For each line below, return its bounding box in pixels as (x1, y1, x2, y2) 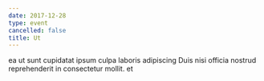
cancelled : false (8, 26, 67, 34)
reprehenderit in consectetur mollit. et (8, 64, 134, 74)
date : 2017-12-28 (8, 11, 67, 20)
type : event (8, 19, 48, 27)
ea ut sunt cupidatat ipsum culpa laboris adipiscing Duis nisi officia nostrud (8, 56, 257, 65)
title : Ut (8, 33, 42, 42)
